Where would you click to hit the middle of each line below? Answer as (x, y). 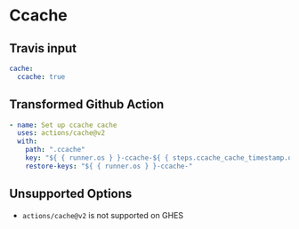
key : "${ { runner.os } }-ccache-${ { (97, 158)
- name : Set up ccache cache (63, 125)
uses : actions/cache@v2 (61, 133)
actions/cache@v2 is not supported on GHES (103, 215)
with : (28, 142)
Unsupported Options (71, 194)
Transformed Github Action (87, 104)
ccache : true (41, 76)
